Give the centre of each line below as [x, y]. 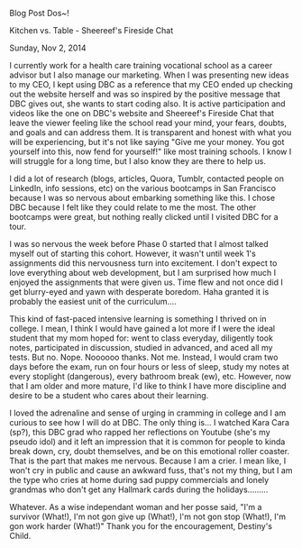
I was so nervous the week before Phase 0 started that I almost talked [139, 244]
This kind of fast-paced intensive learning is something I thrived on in [138, 319]
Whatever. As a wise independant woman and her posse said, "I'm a [136, 507]
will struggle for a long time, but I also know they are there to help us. [137, 161]
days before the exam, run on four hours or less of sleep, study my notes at [150, 367]
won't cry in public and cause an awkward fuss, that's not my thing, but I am [151, 470]
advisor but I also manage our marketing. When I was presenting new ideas [149, 75]
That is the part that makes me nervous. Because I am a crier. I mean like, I [148, 461]
